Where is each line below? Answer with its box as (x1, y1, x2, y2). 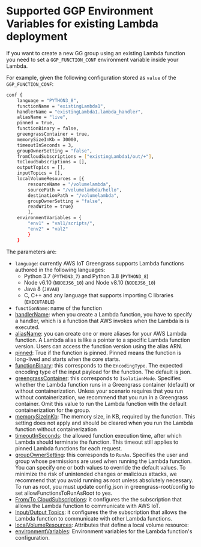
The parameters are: (6, 248, 57, 255)
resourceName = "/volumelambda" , (28, 181, 112, 187)
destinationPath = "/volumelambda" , (28, 192, 119, 199)
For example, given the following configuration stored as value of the (6, 74, 176, 81)
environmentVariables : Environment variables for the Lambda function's (14, 527, 193, 535)
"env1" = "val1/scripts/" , (28, 220, 95, 226)
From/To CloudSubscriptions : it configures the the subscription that (14, 495, 182, 503)
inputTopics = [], (17, 170, 63, 177)
